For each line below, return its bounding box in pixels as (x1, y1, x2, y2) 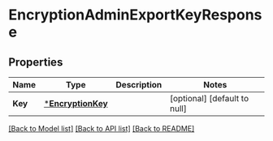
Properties (8, 55, 63, 69)
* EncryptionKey (43, 98, 108, 109)
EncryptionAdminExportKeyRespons (8, 6, 262, 24)
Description (115, 79, 162, 90)
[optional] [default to (169, 93, 249, 104)
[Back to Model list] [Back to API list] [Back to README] (8, 124, 195, 133)
